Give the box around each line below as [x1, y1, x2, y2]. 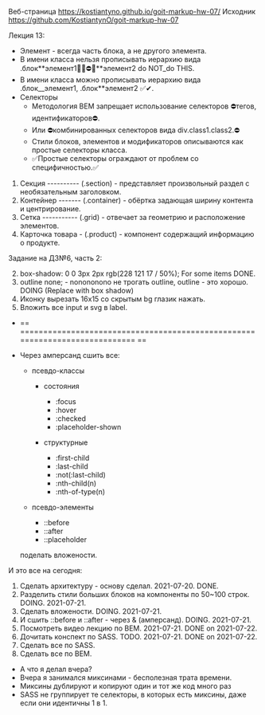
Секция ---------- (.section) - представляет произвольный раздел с [19, 179, 250, 188]
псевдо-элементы [31, 502, 94, 512]
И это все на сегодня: [8, 566, 83, 575]
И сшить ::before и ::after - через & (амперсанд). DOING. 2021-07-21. [19, 615, 252, 624]
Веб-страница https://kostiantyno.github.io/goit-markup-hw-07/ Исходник [8, 7, 256, 16]
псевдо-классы [31, 366, 85, 375]
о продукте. [19, 238, 60, 247]
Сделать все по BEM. [19, 649, 92, 658]
